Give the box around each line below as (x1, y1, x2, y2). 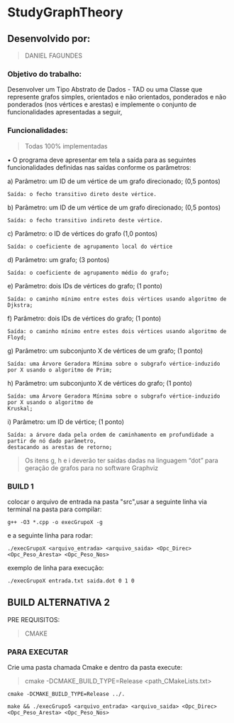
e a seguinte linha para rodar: (7, 531, 94, 540)
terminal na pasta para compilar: (7, 505, 102, 513)
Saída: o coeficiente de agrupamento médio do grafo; (7, 269, 170, 276)
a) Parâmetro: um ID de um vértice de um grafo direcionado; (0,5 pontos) (7, 177, 221, 185)
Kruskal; (7, 405, 33, 412)
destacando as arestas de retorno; (7, 443, 113, 451)
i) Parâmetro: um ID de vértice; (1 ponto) (7, 417, 125, 426)
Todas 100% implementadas (24, 141, 108, 150)
